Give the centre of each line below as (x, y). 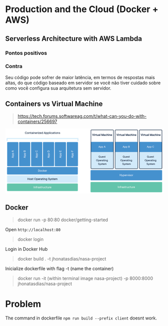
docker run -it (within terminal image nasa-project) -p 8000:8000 (85, 278)
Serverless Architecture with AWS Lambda (74, 39)
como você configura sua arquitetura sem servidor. (58, 88)
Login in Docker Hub (26, 249)
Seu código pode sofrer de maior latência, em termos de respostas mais (80, 77)
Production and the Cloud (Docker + (82, 9)
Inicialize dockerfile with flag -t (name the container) (60, 269)
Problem (23, 304)
